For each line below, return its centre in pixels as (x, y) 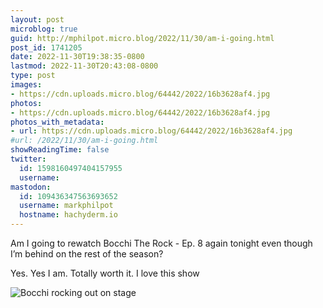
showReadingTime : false (60, 150)
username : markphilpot (66, 206)
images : (26, 85)
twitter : (28, 159)
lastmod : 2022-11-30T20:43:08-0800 (84, 66)
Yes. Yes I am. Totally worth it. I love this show (105, 273)
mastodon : (31, 187)
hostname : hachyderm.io (68, 215)
